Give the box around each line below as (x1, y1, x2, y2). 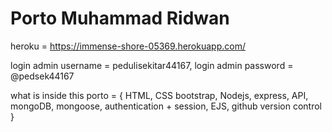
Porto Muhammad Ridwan (10, 7, 230, 30)
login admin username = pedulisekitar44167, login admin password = (10, 59, 294, 71)
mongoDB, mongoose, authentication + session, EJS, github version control (10, 100, 322, 112)
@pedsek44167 (10, 70, 75, 82)
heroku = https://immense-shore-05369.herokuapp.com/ (10, 40, 246, 52)
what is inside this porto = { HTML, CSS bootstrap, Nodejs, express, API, (10, 89, 309, 101)
